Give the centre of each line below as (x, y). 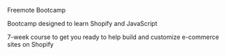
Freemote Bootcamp (37, 10)
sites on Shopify (30, 44)
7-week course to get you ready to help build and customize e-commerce (113, 37)
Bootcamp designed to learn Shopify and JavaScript (82, 23)
